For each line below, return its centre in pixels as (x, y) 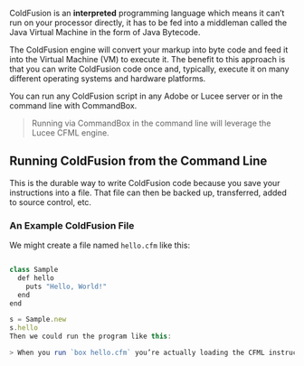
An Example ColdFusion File (72, 225)
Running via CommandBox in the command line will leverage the (151, 123)
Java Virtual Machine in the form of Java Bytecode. (105, 32)
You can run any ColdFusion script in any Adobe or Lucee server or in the (146, 96)
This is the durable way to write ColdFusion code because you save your (145, 183)
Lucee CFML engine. (71, 133)
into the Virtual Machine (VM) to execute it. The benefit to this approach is (147, 59)
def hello (36, 278)
